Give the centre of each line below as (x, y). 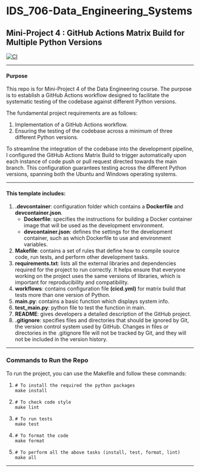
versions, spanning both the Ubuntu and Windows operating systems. (92, 174)
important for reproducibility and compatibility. (72, 282)
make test (27, 424)
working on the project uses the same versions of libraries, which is (98, 276)
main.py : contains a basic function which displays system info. (92, 301)
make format (29, 441)
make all (26, 457)
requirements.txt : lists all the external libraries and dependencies (96, 264)
